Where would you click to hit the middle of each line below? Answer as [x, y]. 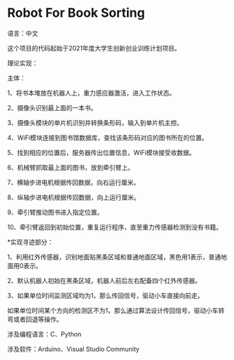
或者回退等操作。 [38, 319]
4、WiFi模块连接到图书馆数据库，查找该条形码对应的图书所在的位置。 [108, 138]
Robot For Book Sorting [76, 13]
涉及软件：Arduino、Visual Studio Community [74, 349]
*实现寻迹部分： [30, 242]
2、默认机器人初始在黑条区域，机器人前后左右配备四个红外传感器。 [104, 280]
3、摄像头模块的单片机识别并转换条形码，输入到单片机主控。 [95, 122]
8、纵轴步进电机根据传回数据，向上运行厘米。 [74, 197]
